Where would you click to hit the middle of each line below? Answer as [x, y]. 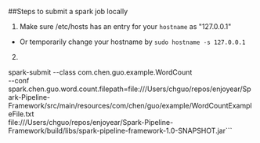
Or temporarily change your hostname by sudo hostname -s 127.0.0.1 [132, 42]
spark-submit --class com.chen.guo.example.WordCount [100, 72]
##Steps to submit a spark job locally [68, 11]
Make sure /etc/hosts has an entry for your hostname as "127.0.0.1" [125, 26]
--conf [19, 81]
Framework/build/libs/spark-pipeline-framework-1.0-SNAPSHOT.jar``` [120, 130]
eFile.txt [21, 114]
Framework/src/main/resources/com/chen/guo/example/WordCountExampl [130, 106]
